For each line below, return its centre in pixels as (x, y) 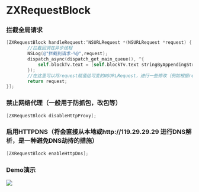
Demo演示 (21, 169)
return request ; (47, 81)
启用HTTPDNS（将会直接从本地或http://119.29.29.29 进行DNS (96, 132)
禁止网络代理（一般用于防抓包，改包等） (64, 103)
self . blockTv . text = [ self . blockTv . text (88, 65)
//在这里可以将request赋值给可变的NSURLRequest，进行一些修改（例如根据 (108, 76)
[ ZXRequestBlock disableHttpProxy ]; (51, 116)
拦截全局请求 (25, 30)
